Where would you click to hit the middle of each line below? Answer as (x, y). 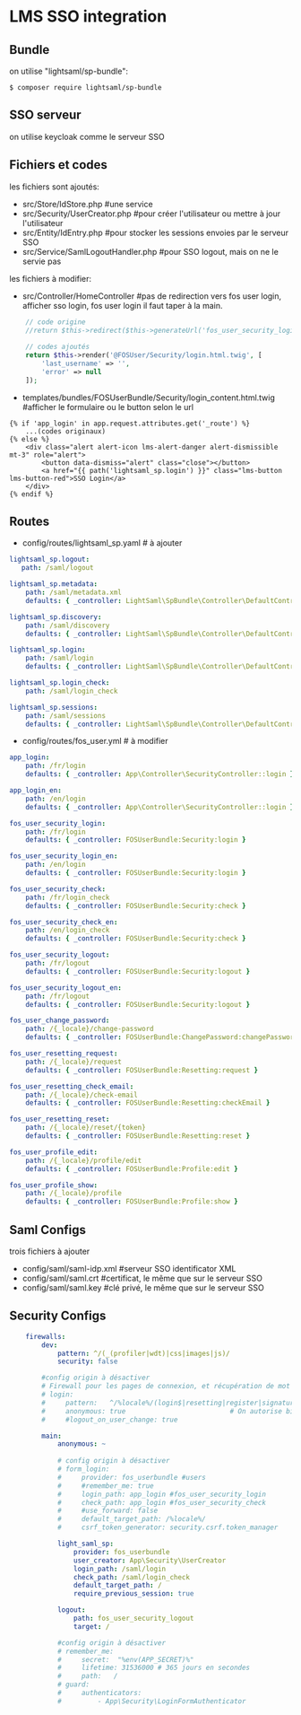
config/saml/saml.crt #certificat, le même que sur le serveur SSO (142, 1278)
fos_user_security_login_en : (64, 856)
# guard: (73, 1684)
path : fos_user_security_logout (133, 1619)
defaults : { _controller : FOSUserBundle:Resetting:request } (142, 1070)
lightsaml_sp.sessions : (54, 707)
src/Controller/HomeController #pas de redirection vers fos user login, (152, 296)
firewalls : (46, 1336)
